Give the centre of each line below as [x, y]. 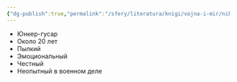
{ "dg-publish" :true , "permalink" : [56, 14]
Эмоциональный [42, 56]
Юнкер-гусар [37, 34]
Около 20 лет [37, 41]
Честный [30, 63]
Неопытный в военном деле [59, 71]
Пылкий [29, 48]
